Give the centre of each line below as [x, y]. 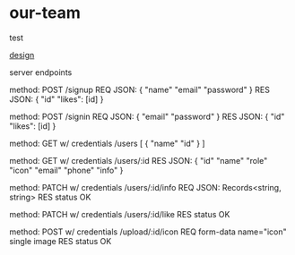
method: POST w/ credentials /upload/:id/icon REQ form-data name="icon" [148, 232]
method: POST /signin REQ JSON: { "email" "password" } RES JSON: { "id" [147, 116]
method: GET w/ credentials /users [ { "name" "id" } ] [107, 143]
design [22, 55]
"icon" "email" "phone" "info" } [66, 170]
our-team [45, 13]
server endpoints [41, 72]
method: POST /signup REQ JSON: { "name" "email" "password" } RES [140, 89]
